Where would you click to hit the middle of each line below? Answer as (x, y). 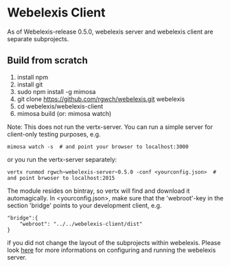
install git (30, 84)
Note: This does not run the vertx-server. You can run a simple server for (110, 127)
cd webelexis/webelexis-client (60, 106)
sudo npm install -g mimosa (56, 91)
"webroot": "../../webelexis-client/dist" (81, 224)
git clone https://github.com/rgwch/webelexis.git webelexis (101, 99)
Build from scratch (47, 61)
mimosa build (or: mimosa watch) (64, 113)
